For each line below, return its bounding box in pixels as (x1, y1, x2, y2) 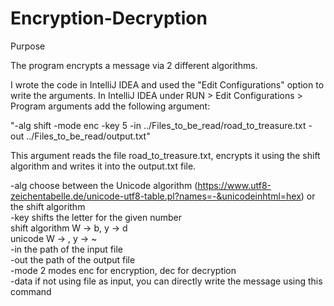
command (10, 285, 52, 297)
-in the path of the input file (10, 243, 123, 255)
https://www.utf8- (197, 179, 272, 191)
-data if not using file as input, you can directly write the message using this (10, 275, 323, 287)
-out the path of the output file (10, 253, 136, 266)
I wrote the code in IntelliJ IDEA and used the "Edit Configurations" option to (10, 78, 325, 91)
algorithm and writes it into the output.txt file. (10, 160, 197, 172)
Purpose (10, 40, 46, 52)
